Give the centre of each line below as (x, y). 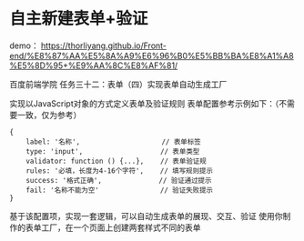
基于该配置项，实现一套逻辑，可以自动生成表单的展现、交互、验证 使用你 (146, 216)
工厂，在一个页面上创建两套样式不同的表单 (121, 227)
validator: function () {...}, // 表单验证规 (116, 161)
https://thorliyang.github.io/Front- (103, 45)
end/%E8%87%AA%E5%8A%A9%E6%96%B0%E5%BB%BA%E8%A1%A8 (152, 55)
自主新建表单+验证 (79, 19)
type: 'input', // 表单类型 (113, 151)
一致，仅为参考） (49, 115)
